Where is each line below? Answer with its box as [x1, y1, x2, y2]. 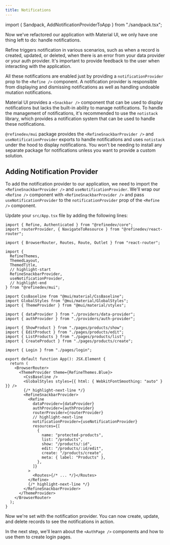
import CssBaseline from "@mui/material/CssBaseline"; [5, 294, 124, 299]
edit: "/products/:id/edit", [41, 446, 103, 451]
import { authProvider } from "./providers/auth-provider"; [5, 316, 136, 322]
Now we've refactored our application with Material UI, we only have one [5, 31, 158, 37]
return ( [10, 361, 29, 366]
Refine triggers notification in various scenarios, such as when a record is [5, 47, 160, 53]
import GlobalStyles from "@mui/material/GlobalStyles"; [5, 299, 129, 304]
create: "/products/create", [41, 450, 103, 456]
